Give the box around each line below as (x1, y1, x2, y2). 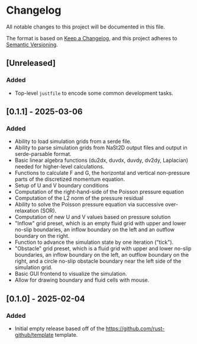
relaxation (14, 207, 40, 214)
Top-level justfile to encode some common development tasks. (14, 90, 173, 97)
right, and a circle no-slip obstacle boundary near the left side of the (14, 257, 182, 265)
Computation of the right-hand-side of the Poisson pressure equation (14, 188, 185, 196)
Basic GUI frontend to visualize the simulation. (14, 270, 127, 278)
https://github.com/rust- (105, 325, 165, 332)
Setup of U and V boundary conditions (14, 182, 109, 189)
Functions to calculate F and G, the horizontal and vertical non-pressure (14, 170, 190, 177)
